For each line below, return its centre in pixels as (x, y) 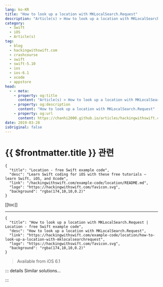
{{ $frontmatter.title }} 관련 (59, 152)
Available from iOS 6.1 (39, 261)
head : (10, 86)
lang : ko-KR (17, 9)
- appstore (20, 82)
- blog (16, 46)
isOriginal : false (24, 127)
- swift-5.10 (23, 64)
